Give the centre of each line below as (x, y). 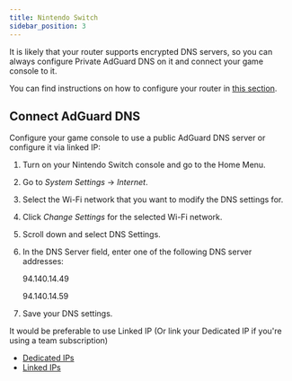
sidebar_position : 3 (48, 26)
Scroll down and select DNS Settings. (92, 235)
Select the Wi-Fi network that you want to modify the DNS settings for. (153, 199)
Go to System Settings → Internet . (85, 182)
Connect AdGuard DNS (75, 116)
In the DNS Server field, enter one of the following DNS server (137, 252)
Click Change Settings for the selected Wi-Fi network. (122, 217)
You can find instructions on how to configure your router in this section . (143, 88)
